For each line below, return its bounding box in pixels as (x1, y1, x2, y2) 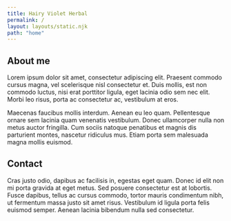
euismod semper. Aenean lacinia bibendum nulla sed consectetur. (7, 205, 194, 214)
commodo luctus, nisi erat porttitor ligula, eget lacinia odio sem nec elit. (7, 88, 210, 97)
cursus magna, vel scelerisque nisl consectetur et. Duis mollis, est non (7, 81, 207, 89)
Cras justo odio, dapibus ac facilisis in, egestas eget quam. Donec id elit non (7, 176, 224, 184)
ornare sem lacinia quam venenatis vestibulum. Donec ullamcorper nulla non (7, 116, 225, 124)
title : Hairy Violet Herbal (7, 10, 88, 17)
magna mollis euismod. (7, 138, 73, 146)
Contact (7, 158, 43, 170)
